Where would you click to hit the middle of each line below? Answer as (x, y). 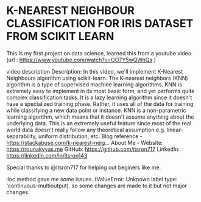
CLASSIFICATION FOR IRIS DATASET (100, 23)
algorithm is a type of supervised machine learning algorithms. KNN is (94, 84)
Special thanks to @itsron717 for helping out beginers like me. (84, 167)
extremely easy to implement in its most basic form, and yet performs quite (100, 91)
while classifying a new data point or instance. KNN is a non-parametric (97, 110)
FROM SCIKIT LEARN (60, 37)
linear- (175, 130)
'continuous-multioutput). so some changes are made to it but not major (97, 186)
